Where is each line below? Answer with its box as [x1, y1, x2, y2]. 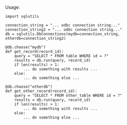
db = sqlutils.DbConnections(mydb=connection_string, [5, 32, 120, 37]
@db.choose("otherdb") [5, 84, 53, 89]
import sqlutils [5, 14, 39, 19]
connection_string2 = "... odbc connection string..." [5, 27, 122, 32]
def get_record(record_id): [5, 49, 64, 54]
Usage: [5, 5, 20, 10]
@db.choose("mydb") [5, 45, 46, 50]
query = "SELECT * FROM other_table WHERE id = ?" [14, 93, 122, 98]
